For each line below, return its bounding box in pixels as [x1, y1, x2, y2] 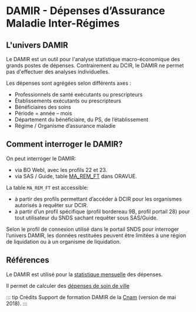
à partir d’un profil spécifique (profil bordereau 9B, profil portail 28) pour [14, 208, 190, 215]
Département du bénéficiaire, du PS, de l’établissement [14, 116, 149, 123]
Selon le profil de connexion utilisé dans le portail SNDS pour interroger [6, 225, 180, 233]
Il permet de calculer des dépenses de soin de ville [6, 282, 129, 289]
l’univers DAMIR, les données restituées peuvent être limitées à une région [6, 231, 187, 239]
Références [6, 255, 49, 265]
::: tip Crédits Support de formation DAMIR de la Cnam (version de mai [6, 293, 177, 301]
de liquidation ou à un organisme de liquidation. [6, 238, 121, 245]
